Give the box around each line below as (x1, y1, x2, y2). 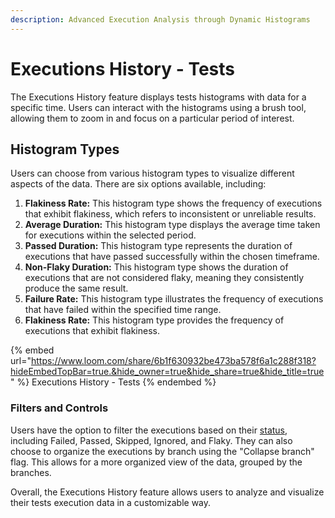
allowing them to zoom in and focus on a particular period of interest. (10, 112, 295, 124)
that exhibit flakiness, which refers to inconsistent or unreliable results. (24, 208, 317, 220)
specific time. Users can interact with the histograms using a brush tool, (10, 101, 307, 113)
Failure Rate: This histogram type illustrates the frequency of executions (24, 293, 324, 305)
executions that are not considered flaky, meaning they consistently (24, 272, 305, 284)
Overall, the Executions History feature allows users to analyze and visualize (10, 486, 325, 498)
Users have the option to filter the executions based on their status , (10, 424, 288, 436)
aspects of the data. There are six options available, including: (10, 178, 267, 190)
